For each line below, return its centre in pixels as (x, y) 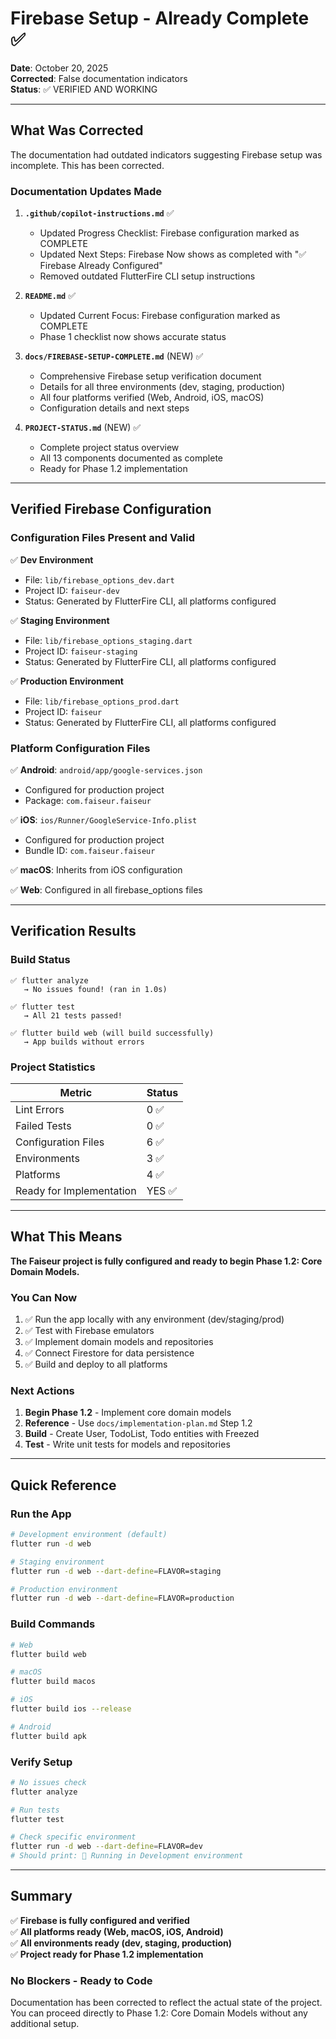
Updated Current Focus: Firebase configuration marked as (160, 316)
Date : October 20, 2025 (59, 68)
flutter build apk (48, 1736)
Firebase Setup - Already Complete (160, 18)
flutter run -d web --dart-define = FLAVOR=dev (106, 1847)
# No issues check (48, 1782)
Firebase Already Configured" (101, 266)
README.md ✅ (50, 296)
